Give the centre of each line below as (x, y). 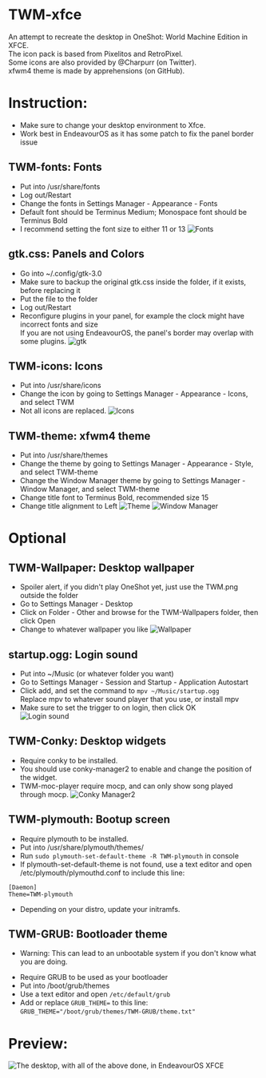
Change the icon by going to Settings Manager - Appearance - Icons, (134, 394)
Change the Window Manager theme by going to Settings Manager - (133, 481)
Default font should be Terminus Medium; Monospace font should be (133, 212)
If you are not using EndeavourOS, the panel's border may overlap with (137, 332)
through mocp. (44, 794)
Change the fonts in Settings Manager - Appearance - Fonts (119, 203)
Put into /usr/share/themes (64, 455)
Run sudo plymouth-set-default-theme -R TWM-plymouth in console (129, 855)
